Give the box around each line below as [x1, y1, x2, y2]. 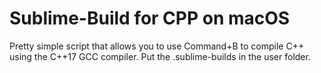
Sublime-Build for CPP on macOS [9, 7, 291, 30]
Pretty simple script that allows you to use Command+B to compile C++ [9, 40, 305, 52]
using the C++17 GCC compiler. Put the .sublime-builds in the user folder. [9, 50, 311, 62]
